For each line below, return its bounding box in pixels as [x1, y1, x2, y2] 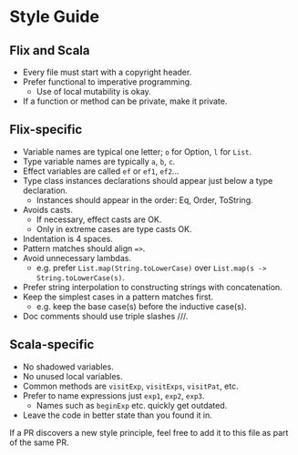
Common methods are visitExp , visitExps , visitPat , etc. [22, 380, 239, 391]
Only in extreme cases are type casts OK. [36, 223, 192, 234]
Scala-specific [9, 337, 95, 352]
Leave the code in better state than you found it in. [22, 409, 212, 420]
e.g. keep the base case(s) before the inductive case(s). [36, 300, 248, 311]
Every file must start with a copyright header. [22, 66, 192, 77]
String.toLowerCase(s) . [36, 271, 125, 283]
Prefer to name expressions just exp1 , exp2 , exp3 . [22, 389, 205, 401]
